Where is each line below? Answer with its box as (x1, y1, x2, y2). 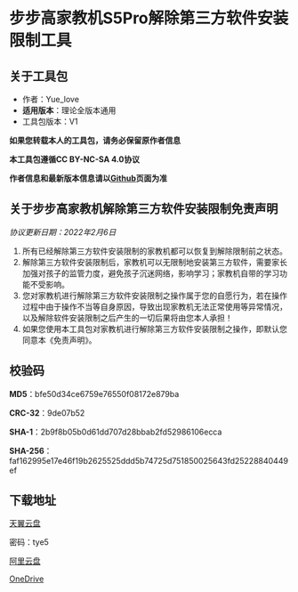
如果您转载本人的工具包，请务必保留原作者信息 (9, 135, 181, 145)
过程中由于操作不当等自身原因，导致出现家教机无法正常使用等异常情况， (21, 301, 287, 312)
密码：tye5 (9, 537, 49, 547)
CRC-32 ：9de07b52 (9, 407, 85, 418)
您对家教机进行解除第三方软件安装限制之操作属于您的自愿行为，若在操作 (21, 290, 287, 301)
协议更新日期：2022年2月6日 (9, 226, 117, 237)
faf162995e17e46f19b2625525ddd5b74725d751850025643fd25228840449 (9, 455, 289, 466)
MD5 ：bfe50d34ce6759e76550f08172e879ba (9, 388, 180, 399)
